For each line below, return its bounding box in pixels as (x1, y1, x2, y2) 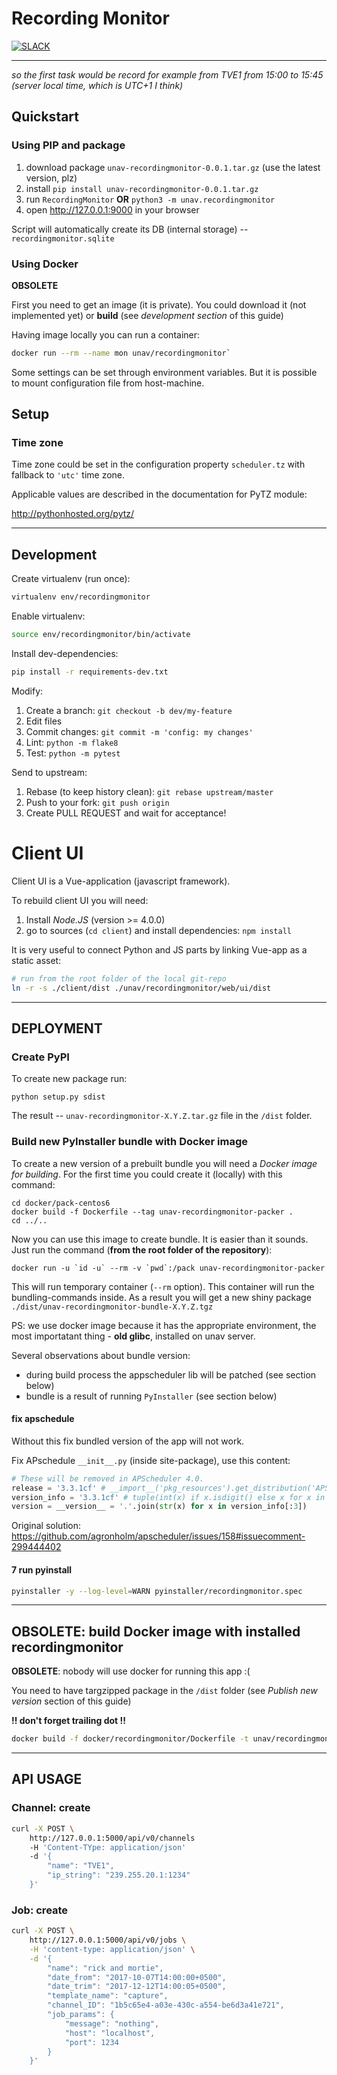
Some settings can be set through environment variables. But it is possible (11, 366, 318, 378)
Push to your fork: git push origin (25, 796, 170, 808)
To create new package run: (11, 1073, 128, 1085)
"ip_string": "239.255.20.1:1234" (47, 1870, 191, 1881)
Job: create (11, 1903, 69, 1917)
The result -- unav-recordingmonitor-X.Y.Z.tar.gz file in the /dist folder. (11, 1110, 313, 1122)
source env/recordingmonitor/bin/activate (11, 630, 191, 640)
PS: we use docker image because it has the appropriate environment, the (11, 1319, 317, 1331)
